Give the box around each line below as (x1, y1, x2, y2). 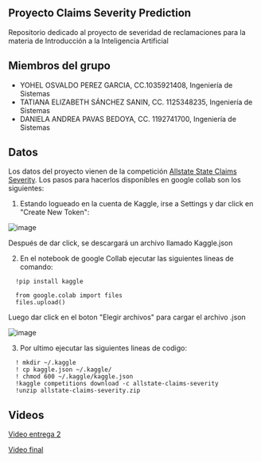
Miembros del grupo (8, 59, 111, 72)
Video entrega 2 (8, 429, 61, 439)
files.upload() (15, 299, 66, 307)
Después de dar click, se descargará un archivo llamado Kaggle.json (8, 238, 233, 248)
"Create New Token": (19, 207, 90, 217)
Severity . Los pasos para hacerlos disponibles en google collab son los (8, 175, 241, 185)
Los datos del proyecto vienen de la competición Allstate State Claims (8, 166, 237, 176)
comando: (19, 262, 53, 272)
